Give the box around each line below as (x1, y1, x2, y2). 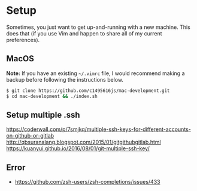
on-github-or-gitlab (6, 132, 54, 139)
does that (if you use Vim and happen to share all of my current (6, 29, 163, 37)
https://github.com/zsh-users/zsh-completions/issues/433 (14, 178, 160, 186)
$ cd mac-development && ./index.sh (6, 93, 98, 99)
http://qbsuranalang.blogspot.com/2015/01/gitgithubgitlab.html (6, 139, 161, 146)
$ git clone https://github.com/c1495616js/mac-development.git (6, 88, 170, 94)
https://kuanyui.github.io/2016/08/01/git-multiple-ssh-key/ (6, 145, 150, 152)
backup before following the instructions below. (6, 76, 124, 83)
